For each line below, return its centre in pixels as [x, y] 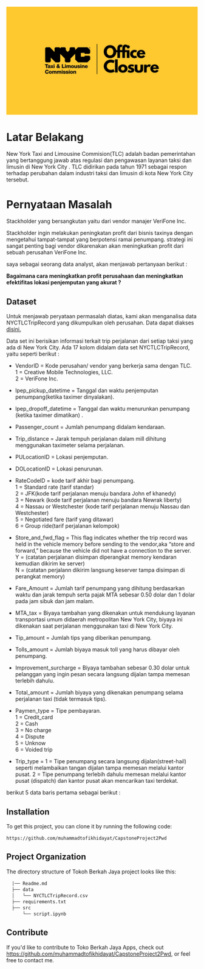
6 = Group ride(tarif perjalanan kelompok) [67, 526]
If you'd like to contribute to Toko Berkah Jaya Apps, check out [85, 947]
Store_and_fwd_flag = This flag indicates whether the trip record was [101, 538]
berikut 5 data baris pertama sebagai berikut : [63, 792]
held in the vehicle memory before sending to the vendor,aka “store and [105, 544]
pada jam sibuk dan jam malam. [55, 601]
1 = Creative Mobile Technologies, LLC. [64, 373]
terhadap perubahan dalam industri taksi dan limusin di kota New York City [100, 173]
